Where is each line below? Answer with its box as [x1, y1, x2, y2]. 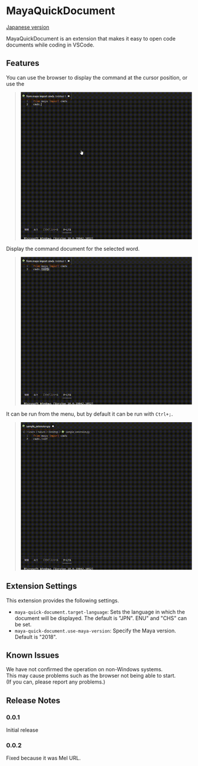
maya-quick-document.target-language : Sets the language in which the [14, 608, 186, 615]
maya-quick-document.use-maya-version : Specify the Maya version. [14, 627, 176, 634]
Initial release [6, 727, 38, 734]
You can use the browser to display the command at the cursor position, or [6, 74, 187, 81]
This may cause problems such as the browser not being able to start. [6, 672, 176, 679]
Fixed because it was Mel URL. [6, 755, 81, 762]
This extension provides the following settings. [6, 596, 120, 604]
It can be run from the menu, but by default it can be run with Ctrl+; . [6, 410, 173, 417]
